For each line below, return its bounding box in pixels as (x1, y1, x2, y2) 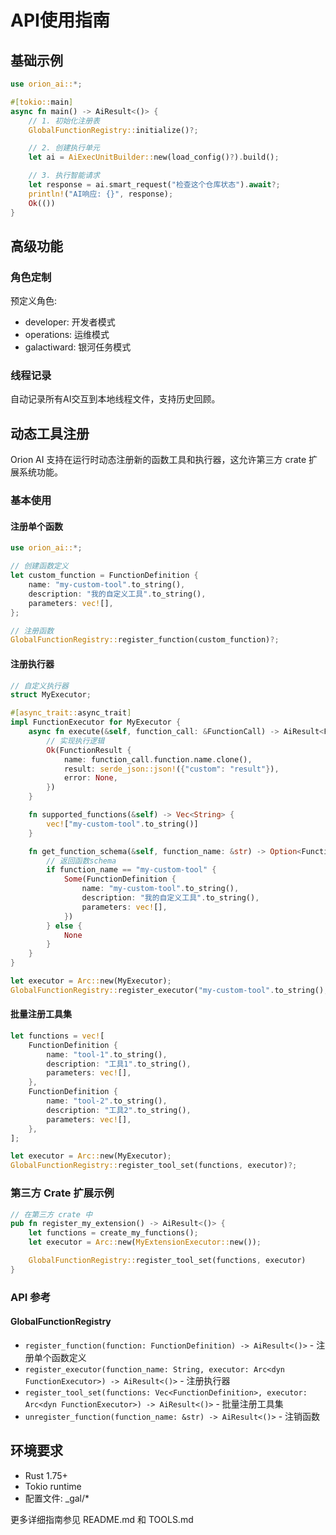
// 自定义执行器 (10, 681, 69, 691)
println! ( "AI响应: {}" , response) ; (28, 189, 174, 199)
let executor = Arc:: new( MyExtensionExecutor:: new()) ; (28, 1237, 262, 1248)
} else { (46, 921, 83, 931)
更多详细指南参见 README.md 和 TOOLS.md (10, 1513, 194, 1525)
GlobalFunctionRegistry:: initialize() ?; (28, 125, 199, 135)
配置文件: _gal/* (24, 1492, 90, 1504)
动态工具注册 (10, 425, 90, 442)
